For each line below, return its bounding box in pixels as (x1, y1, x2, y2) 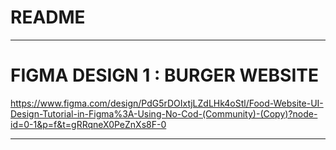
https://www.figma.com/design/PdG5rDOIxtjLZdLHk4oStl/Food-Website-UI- (10, 97, 324, 109)
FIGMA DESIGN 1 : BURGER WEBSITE (10, 64, 319, 87)
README (10, 6, 86, 29)
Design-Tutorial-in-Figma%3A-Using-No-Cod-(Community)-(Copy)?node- (10, 107, 318, 120)
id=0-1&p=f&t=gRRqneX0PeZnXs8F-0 (10, 118, 167, 130)
